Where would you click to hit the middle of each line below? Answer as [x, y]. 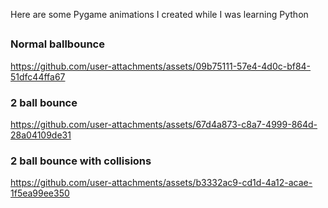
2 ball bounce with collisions [81, 161]
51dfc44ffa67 [38, 76]
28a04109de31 [41, 135]
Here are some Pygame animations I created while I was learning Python [159, 14]
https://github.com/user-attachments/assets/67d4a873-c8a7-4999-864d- [164, 125]
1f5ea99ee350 [40, 193]
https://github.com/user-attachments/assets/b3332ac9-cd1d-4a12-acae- [161, 183]
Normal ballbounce [57, 44]
